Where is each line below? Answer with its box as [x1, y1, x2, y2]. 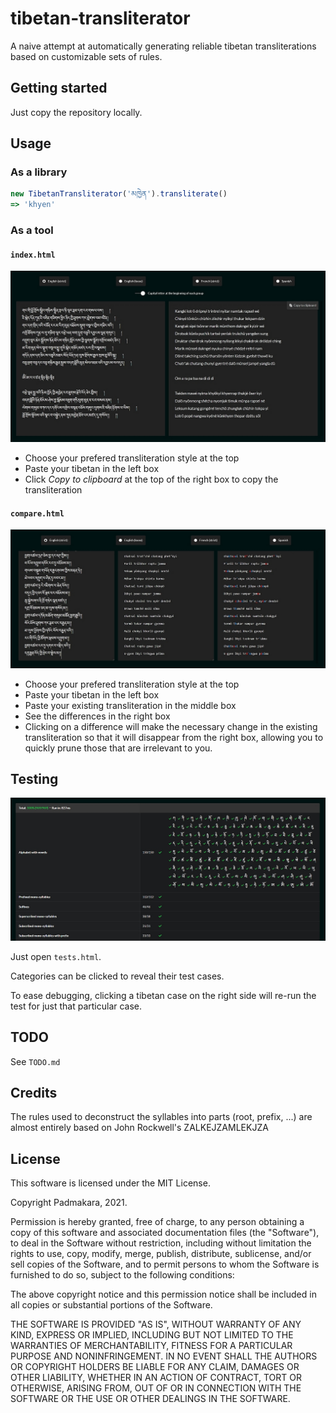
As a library [10, 165, 68, 179]
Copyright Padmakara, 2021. [10, 1197, 128, 1209]
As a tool [10, 223, 54, 237]
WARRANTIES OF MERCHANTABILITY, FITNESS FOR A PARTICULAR [10, 1340, 293, 1352]
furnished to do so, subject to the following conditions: [10, 1269, 235, 1281]
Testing [10, 771, 59, 788]
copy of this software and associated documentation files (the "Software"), [10, 1227, 320, 1239]
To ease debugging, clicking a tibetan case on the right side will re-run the [10, 989, 317, 1001]
